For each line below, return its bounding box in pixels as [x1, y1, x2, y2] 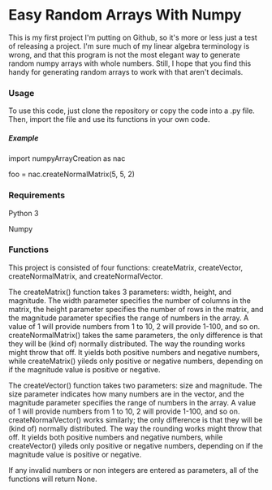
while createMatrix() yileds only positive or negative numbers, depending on [8, 356, 264, 366]
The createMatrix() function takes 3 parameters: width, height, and [8, 287, 231, 297]
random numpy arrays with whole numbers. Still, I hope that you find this [8, 59, 252, 68]
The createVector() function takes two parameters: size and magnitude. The [8, 380, 262, 390]
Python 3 [8, 208, 39, 218]
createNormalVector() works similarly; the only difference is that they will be [8, 414, 263, 424]
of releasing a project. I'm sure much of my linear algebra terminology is [8, 41, 250, 50]
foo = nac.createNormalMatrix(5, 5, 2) [8, 169, 136, 180]
